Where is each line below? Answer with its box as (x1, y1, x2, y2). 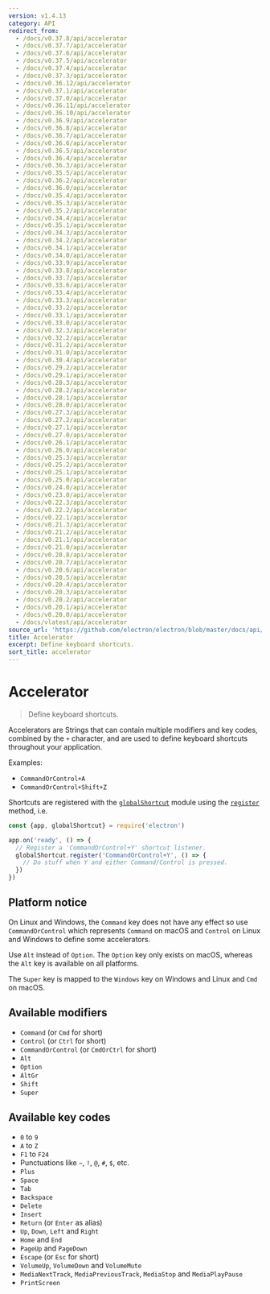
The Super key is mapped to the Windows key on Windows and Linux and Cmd (8, 974, 258, 983)
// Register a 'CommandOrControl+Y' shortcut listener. (15, 843, 207, 852)
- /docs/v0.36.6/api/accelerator (15, 138, 128, 147)
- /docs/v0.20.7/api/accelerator (15, 558, 128, 566)
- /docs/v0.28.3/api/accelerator (15, 378, 128, 387)
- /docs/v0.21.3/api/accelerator (15, 521, 128, 529)
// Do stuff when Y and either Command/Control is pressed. (22, 858, 228, 866)
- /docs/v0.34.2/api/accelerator (15, 237, 128, 245)
